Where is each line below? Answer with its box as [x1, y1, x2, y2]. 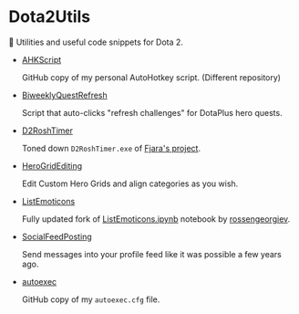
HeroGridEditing [21, 160, 83, 171]
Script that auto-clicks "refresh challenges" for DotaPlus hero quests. [21, 107, 284, 118]
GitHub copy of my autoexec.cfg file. [21, 294, 160, 305]
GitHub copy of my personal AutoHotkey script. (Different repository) [21, 71, 282, 83]
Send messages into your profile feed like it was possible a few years [21, 248, 282, 259]
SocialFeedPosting [21, 231, 92, 242]
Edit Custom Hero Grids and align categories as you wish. [21, 178, 239, 189]
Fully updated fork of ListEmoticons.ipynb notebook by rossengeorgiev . [21, 213, 291, 225]
